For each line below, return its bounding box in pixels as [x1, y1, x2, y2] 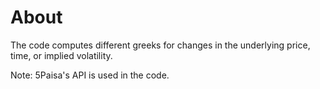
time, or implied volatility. [10, 49, 113, 61]
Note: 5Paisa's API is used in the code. [10, 69, 170, 81]
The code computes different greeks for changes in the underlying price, [10, 39, 311, 51]
